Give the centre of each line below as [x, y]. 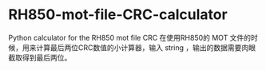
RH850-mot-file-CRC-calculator [118, 15]
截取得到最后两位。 [40, 57]
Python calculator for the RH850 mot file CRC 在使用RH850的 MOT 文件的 [130, 37]
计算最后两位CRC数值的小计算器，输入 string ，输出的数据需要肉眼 [145, 47]
